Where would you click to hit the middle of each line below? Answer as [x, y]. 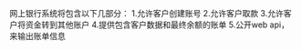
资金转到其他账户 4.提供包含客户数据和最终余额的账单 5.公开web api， [157, 25]
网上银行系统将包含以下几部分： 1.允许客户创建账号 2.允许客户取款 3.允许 [147, 13]
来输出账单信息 [37, 36]
